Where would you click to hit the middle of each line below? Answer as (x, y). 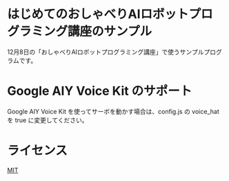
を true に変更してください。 (48, 120)
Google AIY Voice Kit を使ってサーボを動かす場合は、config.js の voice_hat (113, 111)
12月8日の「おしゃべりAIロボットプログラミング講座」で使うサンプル (106, 52)
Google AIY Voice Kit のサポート (100, 91)
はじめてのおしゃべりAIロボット (98, 14)
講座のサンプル (110, 31)
